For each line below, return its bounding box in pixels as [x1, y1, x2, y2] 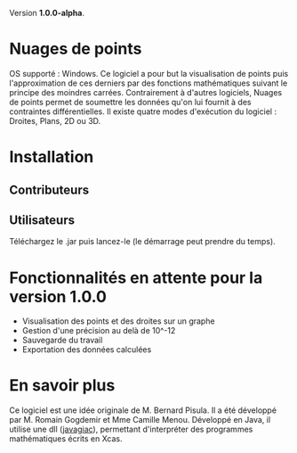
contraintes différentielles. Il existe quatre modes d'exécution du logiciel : [9, 106, 277, 117]
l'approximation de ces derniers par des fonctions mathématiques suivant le [9, 78, 288, 88]
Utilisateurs [9, 212, 76, 227]
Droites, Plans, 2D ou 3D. [9, 115, 101, 126]
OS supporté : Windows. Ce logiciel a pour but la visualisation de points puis [9, 68, 289, 78]
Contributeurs [9, 182, 90, 197]
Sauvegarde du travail [21, 334, 103, 346]
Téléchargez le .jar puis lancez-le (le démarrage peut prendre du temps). [9, 236, 276, 247]
